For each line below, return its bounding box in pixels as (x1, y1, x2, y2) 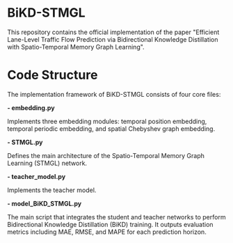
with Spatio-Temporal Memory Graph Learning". (7, 42, 145, 51)
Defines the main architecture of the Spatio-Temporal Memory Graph (7, 151, 205, 159)
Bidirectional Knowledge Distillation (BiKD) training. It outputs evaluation (7, 220, 214, 228)
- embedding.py (7, 103, 55, 112)
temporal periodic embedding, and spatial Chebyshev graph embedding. (7, 124, 216, 133)
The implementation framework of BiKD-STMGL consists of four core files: (7, 90, 221, 98)
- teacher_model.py (7, 172, 66, 180)
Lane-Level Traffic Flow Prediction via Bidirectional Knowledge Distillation (7, 35, 218, 43)
